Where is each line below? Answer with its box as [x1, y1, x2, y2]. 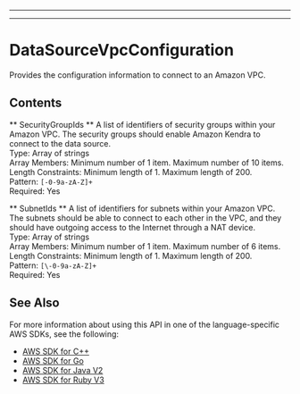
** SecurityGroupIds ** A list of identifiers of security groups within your [9, 119, 276, 130]
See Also [9, 296, 60, 311]
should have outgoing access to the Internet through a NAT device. [9, 222, 256, 232]
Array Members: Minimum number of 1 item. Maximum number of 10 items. [9, 157, 284, 168]
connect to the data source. [9, 138, 112, 148]
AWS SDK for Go [21, 355, 85, 366]
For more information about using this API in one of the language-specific [9, 319, 279, 330]
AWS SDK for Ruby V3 [21, 374, 104, 385]
